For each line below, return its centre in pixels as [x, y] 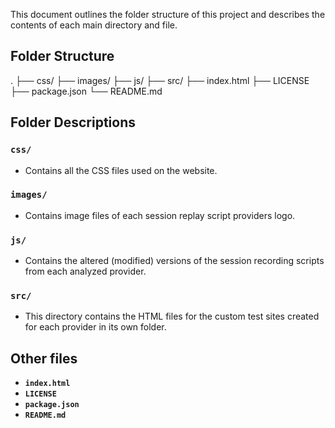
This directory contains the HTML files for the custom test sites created [172, 316]
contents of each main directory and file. [94, 25]
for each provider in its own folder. [95, 327]
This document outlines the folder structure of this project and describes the [168, 14]
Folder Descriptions [73, 122]
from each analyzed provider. [85, 271]
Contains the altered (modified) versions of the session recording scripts [174, 261]
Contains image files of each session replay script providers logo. [160, 215]
